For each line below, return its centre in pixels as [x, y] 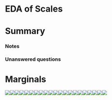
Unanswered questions [33, 59]
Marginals [26, 79]
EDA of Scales [34, 9]
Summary [25, 31]
